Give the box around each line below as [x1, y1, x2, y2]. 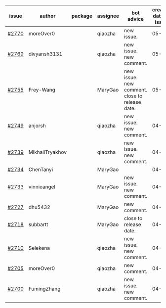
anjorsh [28, 122, 46, 129]
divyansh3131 [28, 50, 63, 57]
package [71, 12, 93, 19]
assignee [97, 12, 120, 19]
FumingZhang [28, 285, 61, 292]
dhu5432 [28, 204, 50, 211]
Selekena [28, 245, 50, 251]
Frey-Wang [28, 87, 55, 93]
